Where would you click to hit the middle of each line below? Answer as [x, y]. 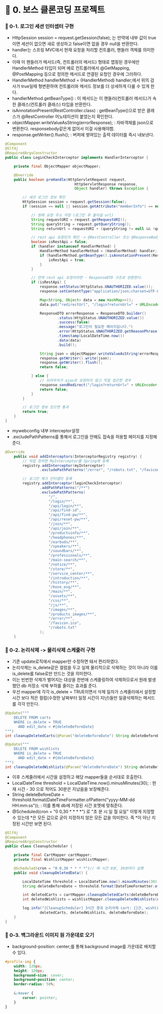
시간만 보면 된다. [37, 823]
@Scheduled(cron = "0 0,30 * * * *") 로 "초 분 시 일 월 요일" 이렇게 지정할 [83, 811]
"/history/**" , [64, 583]
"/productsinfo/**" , [69, 533]
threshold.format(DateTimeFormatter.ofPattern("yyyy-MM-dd [73, 800]
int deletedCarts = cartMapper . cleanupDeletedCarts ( [77, 895]
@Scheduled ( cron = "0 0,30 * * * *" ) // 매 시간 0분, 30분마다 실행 [79, 868]
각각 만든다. [28, 704]
